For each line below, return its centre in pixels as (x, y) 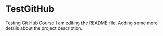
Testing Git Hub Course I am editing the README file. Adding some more (81, 23)
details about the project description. (44, 28)
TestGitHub (30, 9)
